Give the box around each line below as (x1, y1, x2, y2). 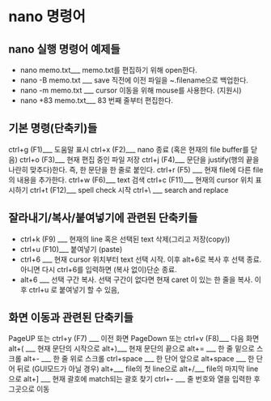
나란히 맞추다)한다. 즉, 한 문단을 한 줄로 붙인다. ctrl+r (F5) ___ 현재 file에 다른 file (8, 164, 264, 174)
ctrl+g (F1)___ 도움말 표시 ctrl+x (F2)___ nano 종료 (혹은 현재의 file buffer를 (8, 144, 249, 154)
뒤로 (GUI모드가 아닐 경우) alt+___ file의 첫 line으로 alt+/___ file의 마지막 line (16, 364, 259, 373)
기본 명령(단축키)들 (8, 122, 98, 135)
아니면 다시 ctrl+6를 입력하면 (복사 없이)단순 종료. (19, 264, 177, 274)
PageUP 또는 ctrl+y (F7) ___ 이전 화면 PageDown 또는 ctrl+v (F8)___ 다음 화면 (8, 334, 260, 343)
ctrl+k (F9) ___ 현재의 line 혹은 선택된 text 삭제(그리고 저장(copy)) (19, 234, 231, 244)
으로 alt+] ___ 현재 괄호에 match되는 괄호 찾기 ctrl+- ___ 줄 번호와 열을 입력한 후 (8, 374, 260, 384)
